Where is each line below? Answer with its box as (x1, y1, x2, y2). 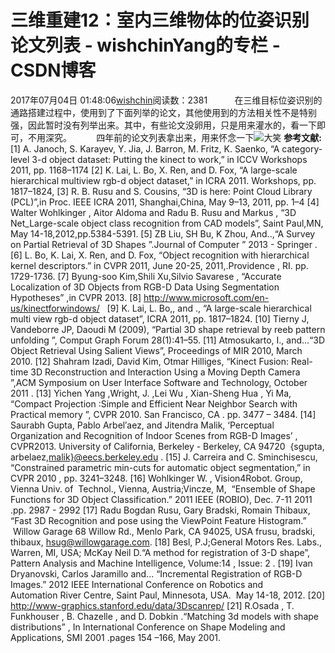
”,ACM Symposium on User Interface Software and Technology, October (10, 376, 308, 388)
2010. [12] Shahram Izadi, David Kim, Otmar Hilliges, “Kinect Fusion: (10, 355, 290, 367)
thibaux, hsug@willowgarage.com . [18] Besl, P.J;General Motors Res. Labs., (10, 536, 323, 548)
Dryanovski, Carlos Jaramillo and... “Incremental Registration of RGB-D (10, 567, 303, 580)
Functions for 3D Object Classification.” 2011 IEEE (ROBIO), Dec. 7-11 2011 (10, 493, 313, 505)
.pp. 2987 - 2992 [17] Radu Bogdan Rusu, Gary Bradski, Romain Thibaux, (10, 504, 311, 516)
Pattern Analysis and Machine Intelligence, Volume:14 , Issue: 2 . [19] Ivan (10, 557, 313, 569)
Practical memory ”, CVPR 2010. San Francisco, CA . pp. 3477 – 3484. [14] (10, 408, 317, 420)
